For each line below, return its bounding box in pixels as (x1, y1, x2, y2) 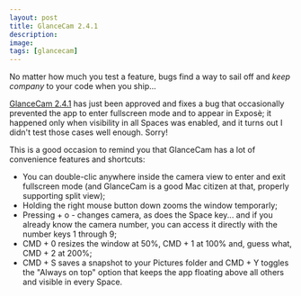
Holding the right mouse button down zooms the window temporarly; (22, 200, 279, 211)
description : (9, 30, 58, 39)
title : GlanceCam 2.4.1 (9, 22, 99, 31)
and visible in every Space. (22, 276, 123, 288)
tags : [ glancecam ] (9, 47, 78, 56)
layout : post (9, 13, 58, 22)
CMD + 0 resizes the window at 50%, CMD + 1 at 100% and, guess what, (22, 238, 292, 249)
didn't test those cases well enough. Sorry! (9, 127, 168, 138)
